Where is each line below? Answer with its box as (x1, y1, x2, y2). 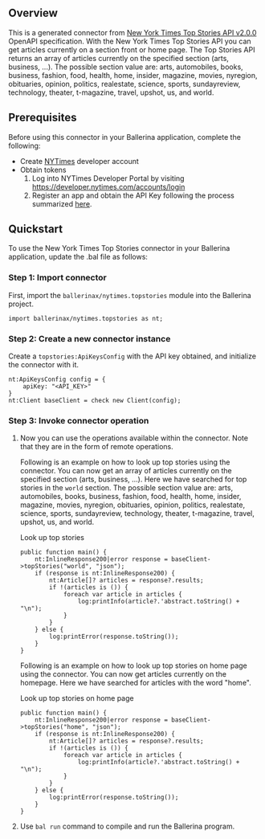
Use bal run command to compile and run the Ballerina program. (19, 821, 235, 831)
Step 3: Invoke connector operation (8, 415, 149, 426)
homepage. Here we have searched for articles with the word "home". (19, 678, 251, 688)
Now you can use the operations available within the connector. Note (19, 433, 249, 443)
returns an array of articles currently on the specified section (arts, (8, 53, 229, 63)
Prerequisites (8, 111, 77, 125)
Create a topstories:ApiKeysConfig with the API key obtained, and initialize (8, 351, 257, 361)
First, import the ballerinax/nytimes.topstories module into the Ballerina (8, 290, 251, 300)
